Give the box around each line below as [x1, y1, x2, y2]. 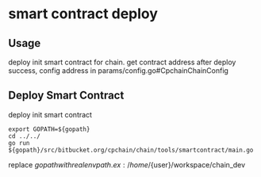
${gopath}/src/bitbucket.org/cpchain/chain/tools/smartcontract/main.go [8, 146, 254, 154]
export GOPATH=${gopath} [8, 125, 90, 133]
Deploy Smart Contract [8, 89, 125, 102]
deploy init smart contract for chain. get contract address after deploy [8, 57, 236, 67]
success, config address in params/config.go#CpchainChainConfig [8, 66, 228, 75]
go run [8, 139, 30, 147]
